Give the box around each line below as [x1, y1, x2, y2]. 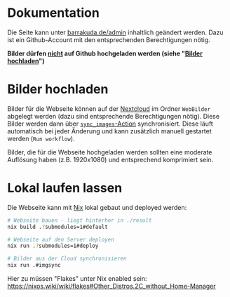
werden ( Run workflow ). [7, 134, 75, 143]
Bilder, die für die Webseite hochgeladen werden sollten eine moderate [7, 147, 212, 156]
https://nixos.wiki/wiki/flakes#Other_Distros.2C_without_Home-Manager [7, 282, 216, 291]
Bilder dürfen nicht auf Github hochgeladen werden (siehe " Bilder [7, 49, 203, 58]
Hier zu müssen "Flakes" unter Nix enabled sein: [7, 275, 147, 283]
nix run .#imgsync [7, 262, 61, 269]
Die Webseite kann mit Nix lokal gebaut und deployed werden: [7, 203, 187, 211]
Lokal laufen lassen [7, 180, 123, 196]
